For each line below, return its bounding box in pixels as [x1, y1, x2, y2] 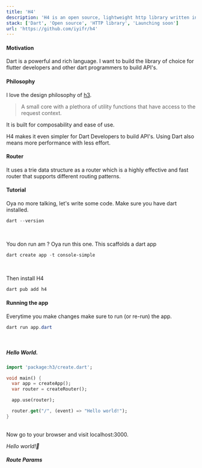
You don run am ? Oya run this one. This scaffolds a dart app [6, 240, 157, 248]
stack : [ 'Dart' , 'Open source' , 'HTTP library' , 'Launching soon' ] [6, 20, 179, 26]
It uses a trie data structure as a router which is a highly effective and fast [6, 166, 189, 173]
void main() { [6, 375, 42, 381]
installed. [6, 206, 29, 214]
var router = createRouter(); [11, 386, 87, 392]
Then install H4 [6, 275, 44, 282]
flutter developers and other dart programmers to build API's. [6, 64, 158, 71]
